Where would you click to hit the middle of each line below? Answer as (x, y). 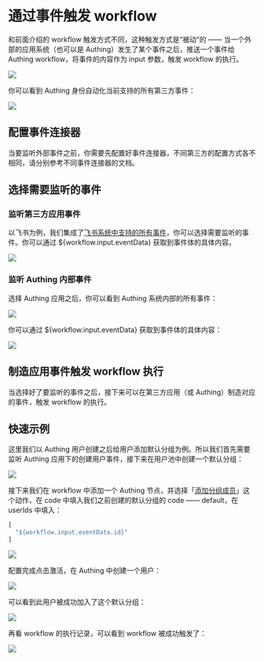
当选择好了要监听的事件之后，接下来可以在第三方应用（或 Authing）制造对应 (132, 392)
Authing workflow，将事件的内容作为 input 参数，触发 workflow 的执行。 (126, 59)
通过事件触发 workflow (82, 16)
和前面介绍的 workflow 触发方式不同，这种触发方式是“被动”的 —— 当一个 (126, 39)
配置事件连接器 (44, 132)
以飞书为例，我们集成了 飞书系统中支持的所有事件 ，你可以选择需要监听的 (125, 233)
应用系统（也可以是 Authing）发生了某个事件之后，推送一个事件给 (128, 49)
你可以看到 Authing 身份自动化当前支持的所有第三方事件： (102, 90)
